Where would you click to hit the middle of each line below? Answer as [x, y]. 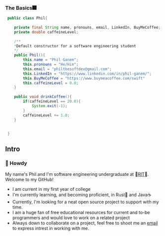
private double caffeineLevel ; [46, 32]
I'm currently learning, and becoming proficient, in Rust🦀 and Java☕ [82, 195]
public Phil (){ [30, 55]
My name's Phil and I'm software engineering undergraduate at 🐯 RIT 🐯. [77, 174]
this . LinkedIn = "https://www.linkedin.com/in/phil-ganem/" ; [87, 74]
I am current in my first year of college [51, 189]
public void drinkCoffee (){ [43, 97]
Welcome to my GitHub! [29, 179]
